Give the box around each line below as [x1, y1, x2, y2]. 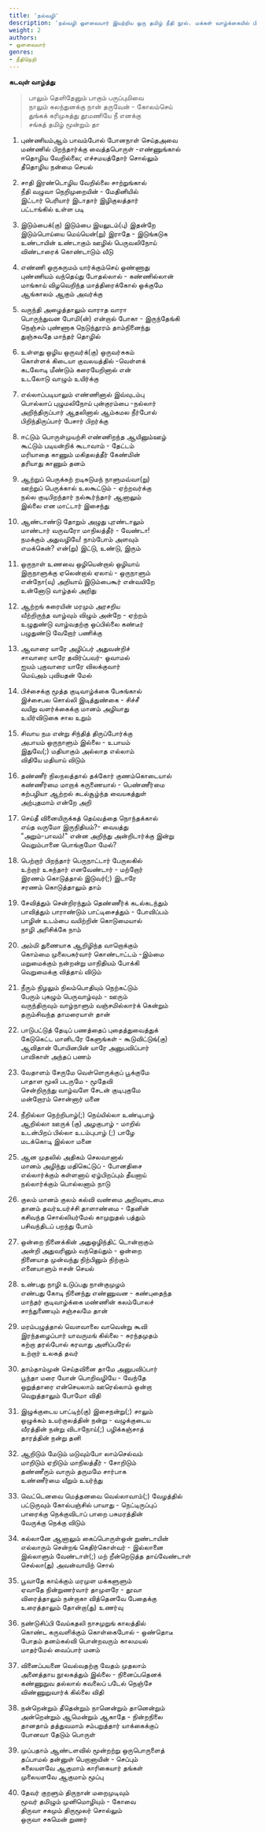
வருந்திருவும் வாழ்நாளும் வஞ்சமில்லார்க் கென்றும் [20, 1000, 168, 1010]
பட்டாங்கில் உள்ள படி [20, 204, 84, 214]
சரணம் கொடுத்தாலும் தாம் [20, 882, 101, 892]
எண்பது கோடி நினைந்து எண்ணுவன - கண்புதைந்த [20, 1288, 172, 1298]
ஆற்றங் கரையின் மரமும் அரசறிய [20, 601, 120, 611]
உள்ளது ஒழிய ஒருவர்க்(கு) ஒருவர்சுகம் [20, 347, 134, 356]
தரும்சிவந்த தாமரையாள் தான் [20, 1009, 111, 1018]
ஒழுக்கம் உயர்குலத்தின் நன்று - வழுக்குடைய [20, 1415, 151, 1424]
